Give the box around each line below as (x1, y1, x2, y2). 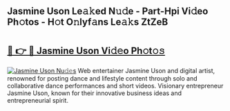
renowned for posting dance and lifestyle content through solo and (7, 74, 198, 82)
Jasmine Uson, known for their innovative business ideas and (7, 89, 182, 97)
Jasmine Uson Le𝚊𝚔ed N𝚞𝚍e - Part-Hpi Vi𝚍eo (7, 6, 209, 17)
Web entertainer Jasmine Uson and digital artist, (77, 67, 215, 74)
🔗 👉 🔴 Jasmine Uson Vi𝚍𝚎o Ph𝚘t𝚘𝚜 (7, 45, 166, 57)
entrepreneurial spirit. (7, 97, 69, 104)
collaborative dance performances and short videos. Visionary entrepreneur (7, 82, 224, 90)
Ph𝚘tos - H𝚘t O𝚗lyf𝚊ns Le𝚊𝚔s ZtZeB (7, 17, 169, 28)
